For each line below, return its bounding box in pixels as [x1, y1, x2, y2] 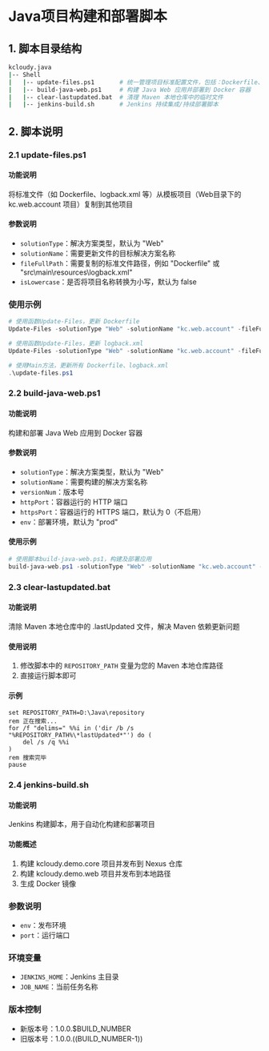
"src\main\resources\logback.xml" [19, 267, 133, 277]
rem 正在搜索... [8, 717, 58, 725]
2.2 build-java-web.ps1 [8, 387, 101, 399]
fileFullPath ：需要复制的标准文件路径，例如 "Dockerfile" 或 [19, 258, 220, 268]
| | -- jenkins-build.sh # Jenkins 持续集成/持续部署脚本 [8, 101, 219, 109]
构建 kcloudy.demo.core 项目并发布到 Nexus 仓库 [19, 858, 183, 868]
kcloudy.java [8, 63, 52, 71]
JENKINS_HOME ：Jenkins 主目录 [19, 972, 119, 981]
